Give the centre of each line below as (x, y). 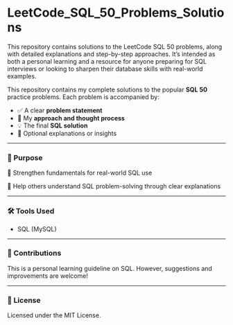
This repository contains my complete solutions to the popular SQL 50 (107, 89)
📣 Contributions (34, 253)
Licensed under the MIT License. (54, 315)
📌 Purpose (25, 157)
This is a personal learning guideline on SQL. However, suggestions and (110, 268)
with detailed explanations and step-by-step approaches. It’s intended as (111, 54)
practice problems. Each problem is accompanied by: (83, 97)
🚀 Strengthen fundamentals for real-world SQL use (80, 173)
